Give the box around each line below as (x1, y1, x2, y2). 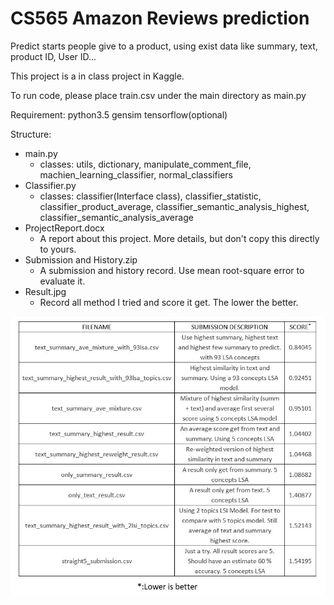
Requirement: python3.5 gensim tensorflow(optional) (10, 108, 228, 121)
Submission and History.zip (24, 253, 138, 266)
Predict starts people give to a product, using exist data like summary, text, (10, 40, 318, 52)
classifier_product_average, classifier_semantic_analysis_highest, (39, 200, 310, 212)
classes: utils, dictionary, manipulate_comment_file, (39, 158, 252, 170)
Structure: (10, 128, 52, 140)
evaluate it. (39, 275, 86, 287)
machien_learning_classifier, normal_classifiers (39, 168, 234, 181)
